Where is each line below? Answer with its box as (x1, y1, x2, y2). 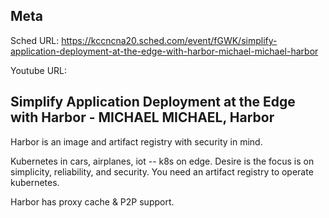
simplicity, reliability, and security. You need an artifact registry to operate (10, 165, 314, 178)
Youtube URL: (10, 64, 68, 76)
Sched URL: (10, 34, 60, 46)
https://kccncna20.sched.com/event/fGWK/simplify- (61, 34, 278, 46)
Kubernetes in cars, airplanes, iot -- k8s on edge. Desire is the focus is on (10, 155, 315, 167)
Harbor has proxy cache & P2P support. (10, 195, 175, 208)
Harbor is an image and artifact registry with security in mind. (10, 135, 263, 148)
